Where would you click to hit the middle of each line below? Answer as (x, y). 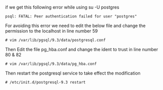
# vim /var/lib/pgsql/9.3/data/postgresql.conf (56, 40)
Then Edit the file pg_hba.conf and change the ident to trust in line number (82, 49)
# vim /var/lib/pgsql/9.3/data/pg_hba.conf (51, 64)
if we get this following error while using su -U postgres (62, 7)
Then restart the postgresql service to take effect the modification (73, 73)
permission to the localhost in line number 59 (52, 31)
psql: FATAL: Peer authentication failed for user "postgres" (71, 16)
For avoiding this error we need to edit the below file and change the (76, 25)
